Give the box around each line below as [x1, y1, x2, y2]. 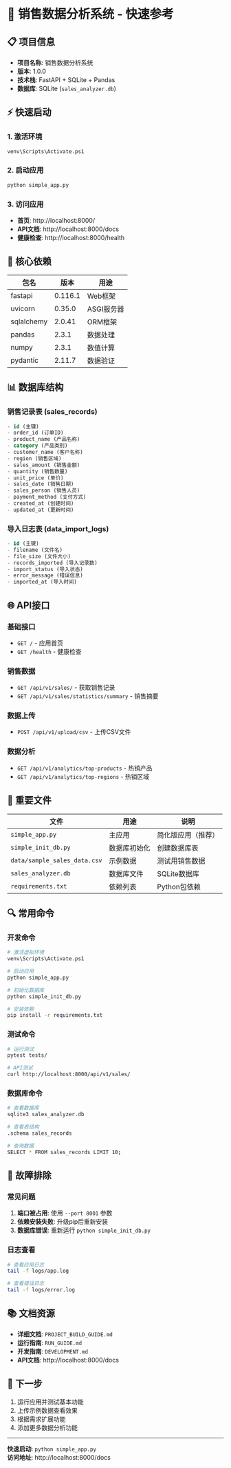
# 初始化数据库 [7, 986, 45, 993]
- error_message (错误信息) [7, 572, 84, 579]
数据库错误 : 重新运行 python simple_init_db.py [16, 1226, 151, 1235]
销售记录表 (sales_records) [7, 407, 98, 417]
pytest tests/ [7, 1052, 48, 1059]
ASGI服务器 [87, 304, 124, 314]
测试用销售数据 [157, 856, 206, 866]
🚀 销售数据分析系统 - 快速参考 [7, 6, 174, 22]
